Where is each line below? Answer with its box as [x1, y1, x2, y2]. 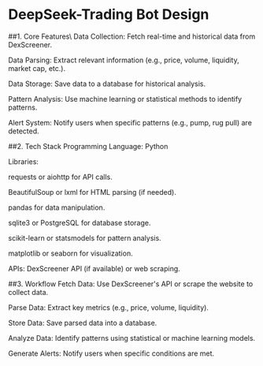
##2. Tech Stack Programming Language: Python [8, 141, 169, 151]
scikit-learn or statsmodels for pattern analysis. [8, 233, 161, 242]
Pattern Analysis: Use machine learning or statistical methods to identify [8, 94, 243, 103]
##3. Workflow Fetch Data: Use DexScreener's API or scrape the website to [8, 278, 254, 289]
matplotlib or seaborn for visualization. [8, 248, 133, 258]
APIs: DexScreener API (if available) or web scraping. [8, 263, 181, 273]
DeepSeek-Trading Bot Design [8, 6, 209, 24]
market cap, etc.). [8, 63, 65, 73]
